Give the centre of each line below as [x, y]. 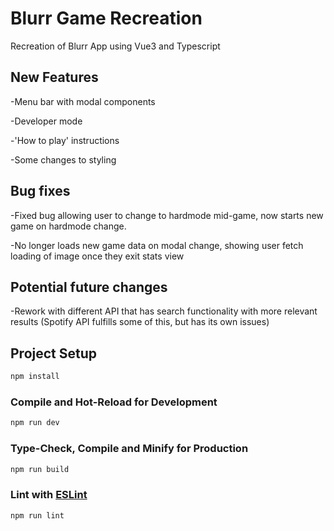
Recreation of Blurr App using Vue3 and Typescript [115, 46]
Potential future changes [89, 287]
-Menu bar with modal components [83, 101]
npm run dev [35, 423]
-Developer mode [46, 121]
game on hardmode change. [68, 226]
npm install [35, 377]
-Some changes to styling [63, 159]
